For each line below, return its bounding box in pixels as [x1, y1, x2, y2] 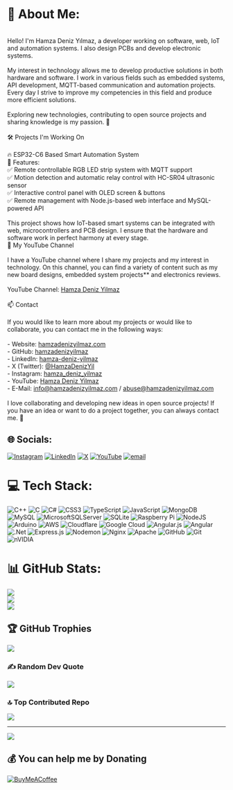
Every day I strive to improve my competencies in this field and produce [7, 88, 212, 96]
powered [7, 204, 33, 212]
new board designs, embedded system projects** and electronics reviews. [7, 270, 221, 278]
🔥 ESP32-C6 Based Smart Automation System [7, 150, 139, 158]
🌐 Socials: [7, 434, 53, 446]
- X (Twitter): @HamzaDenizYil [7, 362, 95, 370]
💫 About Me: [7, 6, 80, 22]
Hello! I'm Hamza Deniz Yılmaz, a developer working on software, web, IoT [7, 36, 221, 44]
